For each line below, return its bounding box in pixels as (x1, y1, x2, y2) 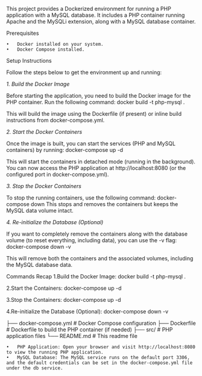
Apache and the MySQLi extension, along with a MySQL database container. (6, 18, 196, 25)
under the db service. (6, 365, 63, 371)
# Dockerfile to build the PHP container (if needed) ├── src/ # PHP (6, 326, 173, 333)
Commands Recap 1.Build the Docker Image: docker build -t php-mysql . (6, 273, 186, 280)
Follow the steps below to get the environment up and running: (6, 69, 162, 76)
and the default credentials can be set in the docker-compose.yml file (6, 360, 193, 366)
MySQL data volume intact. (6, 207, 74, 214)
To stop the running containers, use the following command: (6, 194, 156, 201)
